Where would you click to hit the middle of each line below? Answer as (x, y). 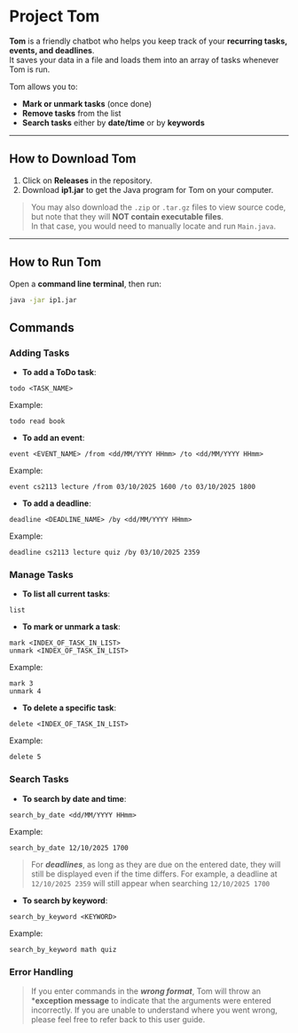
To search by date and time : (74, 798)
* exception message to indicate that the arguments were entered (151, 1001)
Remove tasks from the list (71, 113)
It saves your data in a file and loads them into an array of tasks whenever (144, 60)
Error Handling (41, 972)
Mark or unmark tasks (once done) (87, 103)
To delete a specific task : (69, 708)
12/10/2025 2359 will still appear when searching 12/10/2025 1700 (150, 883)
